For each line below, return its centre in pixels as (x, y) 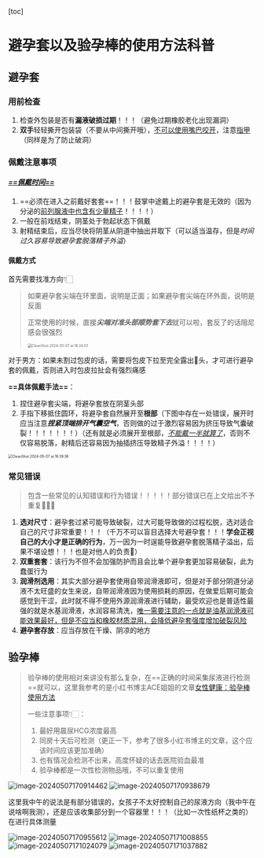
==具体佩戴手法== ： (42, 387)
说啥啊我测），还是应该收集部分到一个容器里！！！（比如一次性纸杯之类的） (130, 812)
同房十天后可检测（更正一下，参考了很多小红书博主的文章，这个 (142, 741)
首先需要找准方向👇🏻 (41, 279)
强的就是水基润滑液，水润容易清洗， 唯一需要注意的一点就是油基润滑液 (133, 610)
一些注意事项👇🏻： (57, 714)
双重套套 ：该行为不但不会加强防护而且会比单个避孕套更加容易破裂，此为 (136, 561)
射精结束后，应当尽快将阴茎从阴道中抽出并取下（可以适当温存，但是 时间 (136, 231)
